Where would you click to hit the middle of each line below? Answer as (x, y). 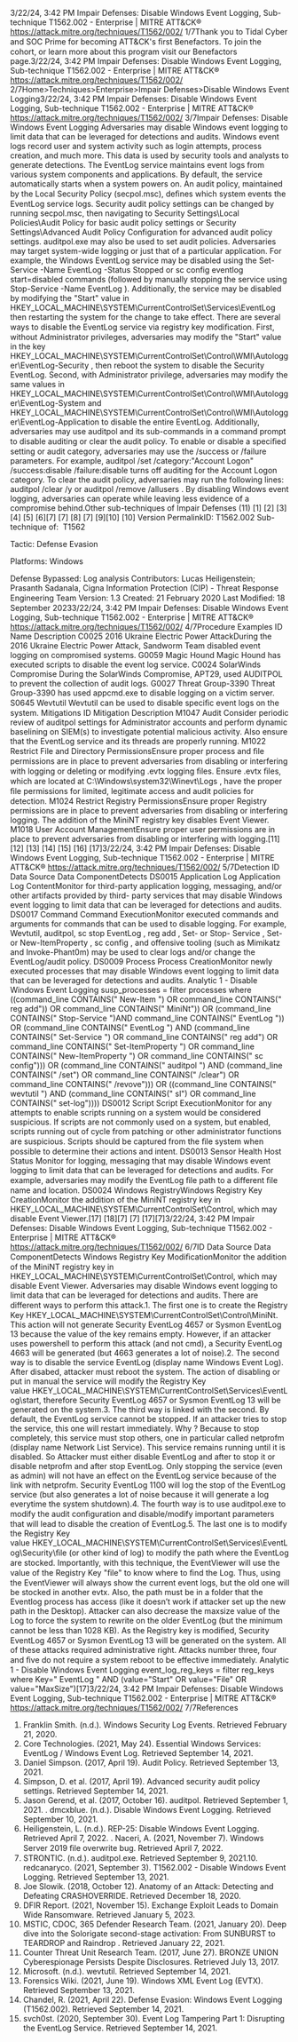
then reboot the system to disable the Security (180, 365)
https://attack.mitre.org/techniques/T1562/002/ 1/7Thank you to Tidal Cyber (149, 32)
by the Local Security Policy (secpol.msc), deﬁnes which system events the (148, 194)
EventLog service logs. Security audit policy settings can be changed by (142, 204)
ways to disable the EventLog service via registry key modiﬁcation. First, (142, 327)
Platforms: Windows (47, 561)
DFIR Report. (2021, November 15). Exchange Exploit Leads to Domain (150, 1905)
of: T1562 (67, 527)
